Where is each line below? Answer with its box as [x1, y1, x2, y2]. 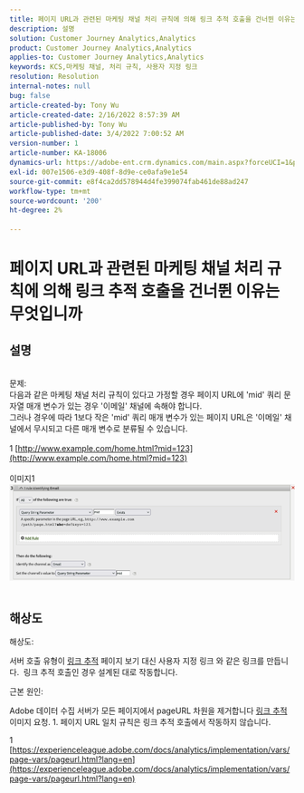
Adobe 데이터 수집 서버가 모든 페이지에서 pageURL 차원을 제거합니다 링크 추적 [9, 705, 288, 716]
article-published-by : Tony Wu [9, 120, 128, 129]
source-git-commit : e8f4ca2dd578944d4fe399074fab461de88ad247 [9, 177, 249, 186]
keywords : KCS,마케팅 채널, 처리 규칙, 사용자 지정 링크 [9, 63, 198, 72]
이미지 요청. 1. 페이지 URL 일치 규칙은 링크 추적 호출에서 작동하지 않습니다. [9, 717, 271, 728]
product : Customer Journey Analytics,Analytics [9, 44, 193, 53]
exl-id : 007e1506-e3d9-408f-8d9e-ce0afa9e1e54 [9, 168, 188, 177]
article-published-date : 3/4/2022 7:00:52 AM [9, 130, 184, 139]
